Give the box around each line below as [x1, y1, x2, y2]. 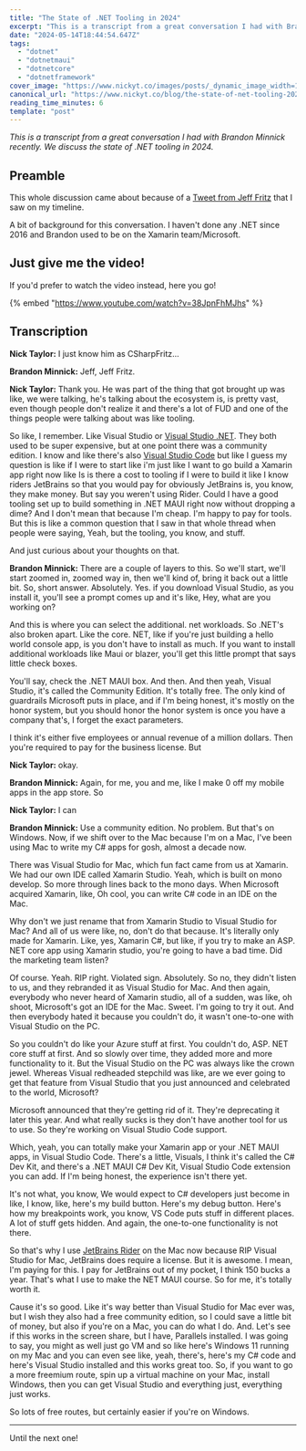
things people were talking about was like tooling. [9, 412, 196, 423]
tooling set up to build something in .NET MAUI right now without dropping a [9, 498, 296, 509]
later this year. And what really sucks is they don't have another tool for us [9, 1114, 289, 1125]
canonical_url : [9, 89, 67, 99]
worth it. [9, 1283, 41, 1294]
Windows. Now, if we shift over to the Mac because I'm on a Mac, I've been [9, 831, 292, 842]
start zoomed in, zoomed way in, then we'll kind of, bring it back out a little [9, 572, 289, 583]
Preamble [9, 168, 66, 183]
